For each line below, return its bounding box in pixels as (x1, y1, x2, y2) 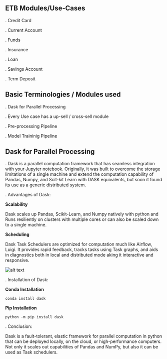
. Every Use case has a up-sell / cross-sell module (5, 113, 109, 119)
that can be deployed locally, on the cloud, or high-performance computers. (5, 338, 161, 344)
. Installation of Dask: (5, 277, 48, 283)
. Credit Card (5, 17, 31, 23)
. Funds (5, 37, 21, 43)
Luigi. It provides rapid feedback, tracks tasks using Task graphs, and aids (5, 247, 158, 253)
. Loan (5, 56, 18, 62)
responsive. (5, 257, 29, 263)
